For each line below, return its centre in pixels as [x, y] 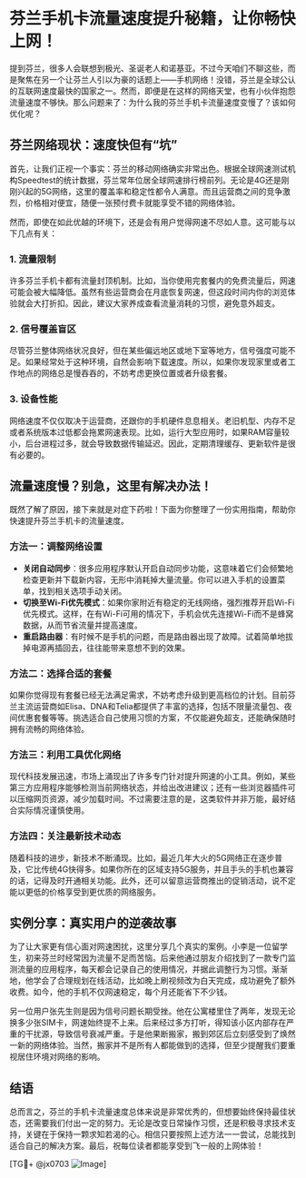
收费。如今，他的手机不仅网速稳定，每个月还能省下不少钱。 [121, 992]
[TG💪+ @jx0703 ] [58, 1164]
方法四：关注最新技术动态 [65, 836]
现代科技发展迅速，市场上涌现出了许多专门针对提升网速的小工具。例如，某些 [153, 777]
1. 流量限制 [33, 259]
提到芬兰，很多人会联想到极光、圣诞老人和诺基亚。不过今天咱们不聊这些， [148, 68]
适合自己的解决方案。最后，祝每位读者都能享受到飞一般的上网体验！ [137, 1146]
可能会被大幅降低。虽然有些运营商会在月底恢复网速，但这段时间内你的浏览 [148, 292]
